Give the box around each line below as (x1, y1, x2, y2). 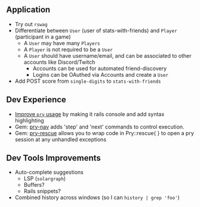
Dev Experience (6, 95, 67, 105)
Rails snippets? (23, 187, 61, 195)
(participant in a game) (14, 33, 71, 40)
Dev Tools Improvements (6, 153, 101, 163)
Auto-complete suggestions (14, 169, 84, 176)
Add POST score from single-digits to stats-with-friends (14, 77, 161, 84)
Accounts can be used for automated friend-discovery (32, 65, 167, 72)
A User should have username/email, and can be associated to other (23, 52, 192, 59)
